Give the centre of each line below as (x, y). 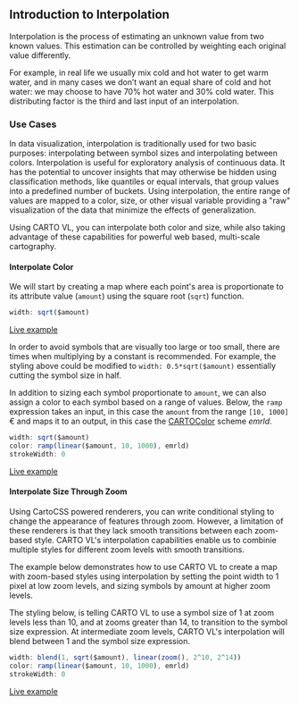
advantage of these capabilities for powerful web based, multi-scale (135, 237)
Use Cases (33, 124)
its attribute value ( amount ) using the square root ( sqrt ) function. (127, 296)
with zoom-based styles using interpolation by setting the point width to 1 (144, 576)
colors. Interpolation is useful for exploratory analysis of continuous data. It (147, 163)
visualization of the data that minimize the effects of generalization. (133, 210)
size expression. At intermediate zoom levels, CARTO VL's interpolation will (147, 632)
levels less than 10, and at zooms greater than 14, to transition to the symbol (149, 622)
